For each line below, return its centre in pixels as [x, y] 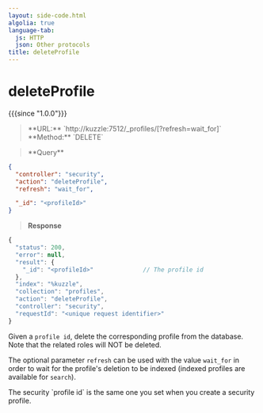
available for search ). [42, 377]
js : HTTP [30, 38]
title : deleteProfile [44, 52]
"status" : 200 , [40, 248]
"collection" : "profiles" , [60, 292]
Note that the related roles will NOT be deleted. [85, 344]
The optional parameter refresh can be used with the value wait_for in [124, 360]
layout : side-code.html [48, 15]
